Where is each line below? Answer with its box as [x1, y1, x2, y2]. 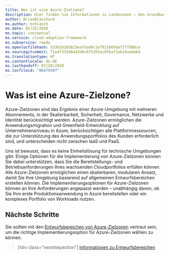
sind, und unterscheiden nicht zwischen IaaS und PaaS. [5, 138, 121, 144]
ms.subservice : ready [5, 40, 51, 45]
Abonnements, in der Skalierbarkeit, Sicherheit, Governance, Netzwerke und [5, 111, 164, 117]
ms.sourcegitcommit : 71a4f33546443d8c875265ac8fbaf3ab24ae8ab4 [5, 49, 141, 54]
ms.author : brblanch [5, 21, 49, 27]
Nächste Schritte [5, 210, 59, 219]
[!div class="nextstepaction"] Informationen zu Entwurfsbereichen [17, 244, 155, 250]
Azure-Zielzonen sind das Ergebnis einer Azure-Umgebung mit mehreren [5, 106, 157, 112]
